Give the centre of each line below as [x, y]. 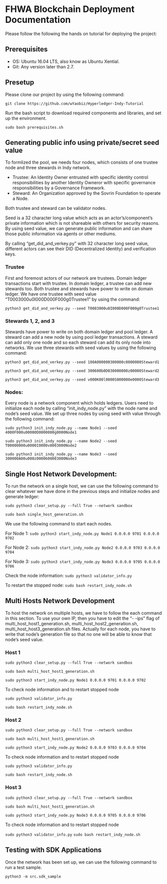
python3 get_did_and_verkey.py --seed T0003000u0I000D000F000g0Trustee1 [82, 308]
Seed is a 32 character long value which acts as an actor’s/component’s [79, 218]
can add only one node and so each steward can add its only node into [78, 342]
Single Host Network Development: [61, 474]
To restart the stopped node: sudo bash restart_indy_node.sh [69, 585]
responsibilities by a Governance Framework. [59, 188]
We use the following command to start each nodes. [59, 524]
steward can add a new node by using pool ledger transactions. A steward [82, 337]
